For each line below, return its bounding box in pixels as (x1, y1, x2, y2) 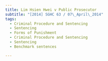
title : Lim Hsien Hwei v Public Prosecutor (5, 7, 97, 12)
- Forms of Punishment (9, 30, 57, 35)
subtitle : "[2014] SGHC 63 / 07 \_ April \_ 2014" (5, 12, 104, 17)
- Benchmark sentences (9, 44, 57, 49)
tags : (5, 16, 16, 21)
